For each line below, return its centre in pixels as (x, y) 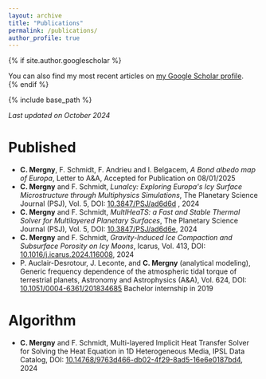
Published (42, 148)
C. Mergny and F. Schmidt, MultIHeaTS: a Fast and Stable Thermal (130, 212)
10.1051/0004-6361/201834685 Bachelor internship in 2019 (116, 289)
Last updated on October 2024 (59, 116)
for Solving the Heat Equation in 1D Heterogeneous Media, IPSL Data (132, 351)
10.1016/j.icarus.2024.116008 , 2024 (77, 255)
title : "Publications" (46, 23)
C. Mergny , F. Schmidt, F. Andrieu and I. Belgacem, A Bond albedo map (138, 170)
